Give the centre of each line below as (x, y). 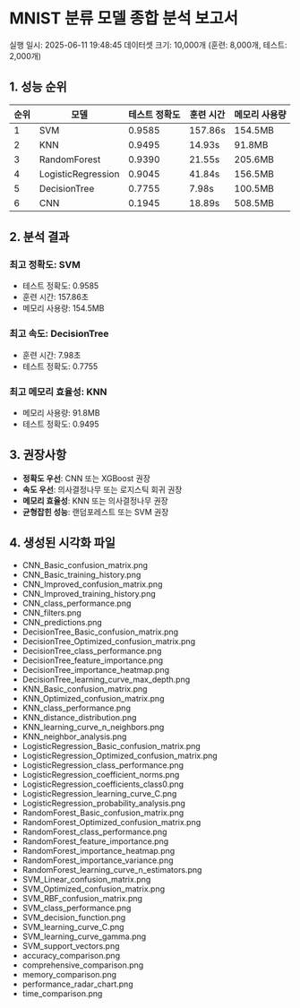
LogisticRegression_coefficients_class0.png (103, 784)
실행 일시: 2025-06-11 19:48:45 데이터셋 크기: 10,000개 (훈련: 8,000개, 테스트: (149, 45)
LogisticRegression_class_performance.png (103, 765)
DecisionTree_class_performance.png (92, 650)
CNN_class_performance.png (77, 603)
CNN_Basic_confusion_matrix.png (85, 564)
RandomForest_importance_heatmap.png (99, 850)
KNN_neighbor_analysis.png (74, 737)
